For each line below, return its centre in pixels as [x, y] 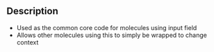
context [27, 42]
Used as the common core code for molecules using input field [107, 27]
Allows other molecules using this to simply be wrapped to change [112, 35]
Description [32, 11]
